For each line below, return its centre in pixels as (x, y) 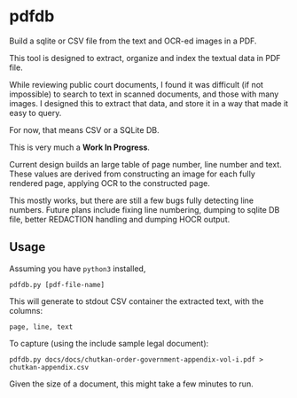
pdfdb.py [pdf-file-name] (57, 285)
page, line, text (41, 327)
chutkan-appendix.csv (49, 367)
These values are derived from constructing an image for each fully (132, 174)
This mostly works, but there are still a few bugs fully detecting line (132, 200)
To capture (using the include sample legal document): (109, 343)
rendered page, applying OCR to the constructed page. (109, 183)
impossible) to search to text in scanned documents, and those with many (144, 94)
